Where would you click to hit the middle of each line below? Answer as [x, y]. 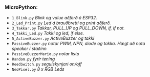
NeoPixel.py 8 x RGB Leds [38, 69]
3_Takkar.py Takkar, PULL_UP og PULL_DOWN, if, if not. [68, 28]
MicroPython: [21, 7]
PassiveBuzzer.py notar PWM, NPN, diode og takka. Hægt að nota [78, 44]
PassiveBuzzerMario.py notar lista [45, 54]
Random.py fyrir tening [33, 59]
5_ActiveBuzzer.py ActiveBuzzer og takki [53, 38]
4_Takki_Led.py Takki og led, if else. [48, 33]
